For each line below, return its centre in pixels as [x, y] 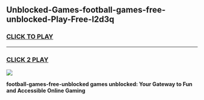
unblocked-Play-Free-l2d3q [60, 20]
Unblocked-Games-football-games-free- [86, 10]
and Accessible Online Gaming [46, 90]
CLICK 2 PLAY [27, 59]
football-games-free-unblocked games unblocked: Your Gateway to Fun [100, 84]
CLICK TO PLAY [30, 37]
